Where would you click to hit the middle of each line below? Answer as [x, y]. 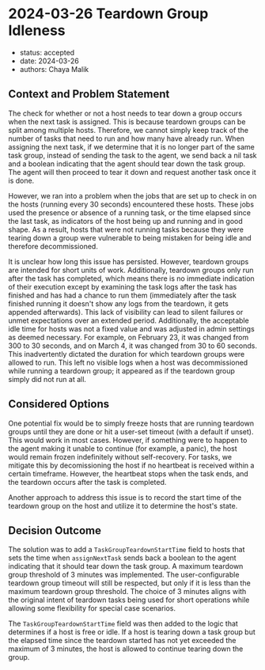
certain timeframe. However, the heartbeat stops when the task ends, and [129, 473]
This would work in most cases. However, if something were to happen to [128, 440]
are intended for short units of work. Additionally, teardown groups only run [131, 270]
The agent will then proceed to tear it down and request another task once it [132, 172]
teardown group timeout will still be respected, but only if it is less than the [129, 583]
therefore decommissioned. [53, 246]
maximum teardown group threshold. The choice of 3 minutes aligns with [127, 592]
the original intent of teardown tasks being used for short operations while [129, 600]
